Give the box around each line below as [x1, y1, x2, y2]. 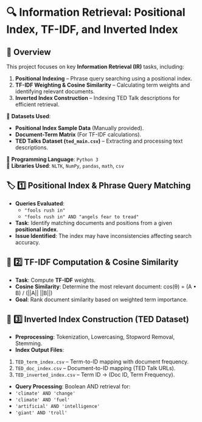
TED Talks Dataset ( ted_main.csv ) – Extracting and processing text [15, 137, 183, 145]
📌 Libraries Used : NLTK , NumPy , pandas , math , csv [6, 162, 125, 169]
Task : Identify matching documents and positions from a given [15, 219, 172, 226]
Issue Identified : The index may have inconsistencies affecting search [15, 232, 192, 239]
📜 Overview [6, 47, 51, 57]
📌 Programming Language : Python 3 [6, 156, 99, 163]
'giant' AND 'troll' [15, 410, 68, 416]
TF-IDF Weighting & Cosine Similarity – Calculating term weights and [15, 81, 190, 88]
